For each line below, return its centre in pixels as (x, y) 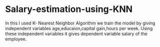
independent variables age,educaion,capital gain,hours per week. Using (79, 28)
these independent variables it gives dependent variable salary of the (77, 33)
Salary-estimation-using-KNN (69, 9)
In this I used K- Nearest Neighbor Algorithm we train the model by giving (80, 23)
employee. (16, 39)
